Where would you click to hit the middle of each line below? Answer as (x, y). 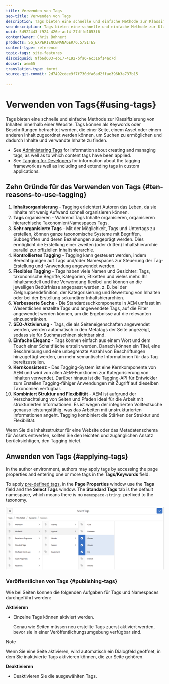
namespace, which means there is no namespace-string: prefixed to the (80, 494)
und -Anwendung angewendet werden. (75, 266)
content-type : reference (32, 48)
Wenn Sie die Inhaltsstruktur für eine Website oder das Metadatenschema (82, 430)
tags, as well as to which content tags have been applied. (72, 155)
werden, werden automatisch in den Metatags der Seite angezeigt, (82, 329)
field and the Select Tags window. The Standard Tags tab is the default (79, 489)
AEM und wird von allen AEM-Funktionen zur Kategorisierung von (81, 372)
